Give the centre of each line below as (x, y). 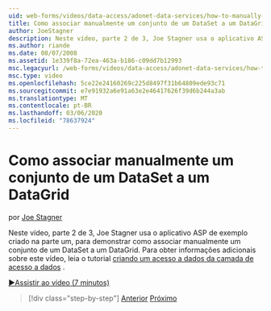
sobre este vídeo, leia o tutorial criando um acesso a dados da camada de (131, 258)
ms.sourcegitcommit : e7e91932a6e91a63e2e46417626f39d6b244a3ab (117, 91)
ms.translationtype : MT (48, 98)
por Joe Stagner (35, 217)
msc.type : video (35, 76)
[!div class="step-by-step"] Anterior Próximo (102, 298)
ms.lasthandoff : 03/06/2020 (56, 114)
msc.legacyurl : (34, 68)
